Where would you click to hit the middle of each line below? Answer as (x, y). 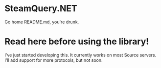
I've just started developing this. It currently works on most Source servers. (80, 55)
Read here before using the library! (77, 42)
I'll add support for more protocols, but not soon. (54, 60)
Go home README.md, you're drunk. (42, 22)
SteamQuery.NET (41, 8)
